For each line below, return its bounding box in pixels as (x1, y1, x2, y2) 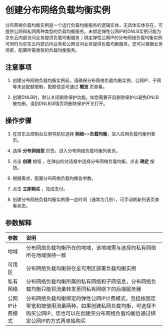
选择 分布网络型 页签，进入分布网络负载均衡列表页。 (12, 147, 120, 153)
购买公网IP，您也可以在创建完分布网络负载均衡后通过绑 (25, 310, 156, 317)
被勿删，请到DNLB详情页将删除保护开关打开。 (12, 100, 108, 106)
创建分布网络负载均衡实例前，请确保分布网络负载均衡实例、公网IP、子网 (12, 77, 161, 83)
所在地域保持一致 (25, 252, 66, 259)
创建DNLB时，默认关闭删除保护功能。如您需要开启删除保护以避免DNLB (12, 94, 159, 100)
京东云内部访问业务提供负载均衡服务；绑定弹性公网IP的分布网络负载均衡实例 (5, 34, 162, 40)
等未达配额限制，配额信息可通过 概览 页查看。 (12, 83, 107, 89)
